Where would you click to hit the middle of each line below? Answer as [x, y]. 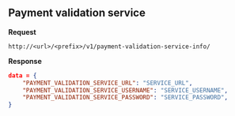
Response [25, 61]
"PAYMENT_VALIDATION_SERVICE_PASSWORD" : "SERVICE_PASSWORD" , [125, 98]
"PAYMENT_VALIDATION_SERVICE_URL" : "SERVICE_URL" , [108, 83]
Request [23, 32]
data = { [23, 75]
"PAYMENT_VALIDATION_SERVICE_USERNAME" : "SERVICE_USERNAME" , [125, 90]
